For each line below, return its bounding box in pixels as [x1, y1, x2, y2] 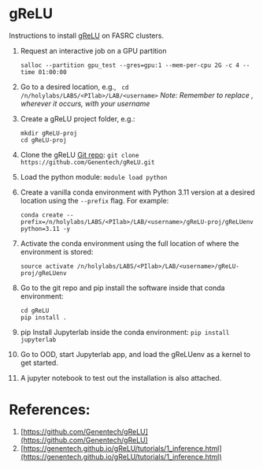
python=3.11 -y [20, 225, 71, 233]
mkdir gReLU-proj [20, 129, 78, 137]
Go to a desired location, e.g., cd [20, 82, 129, 91]
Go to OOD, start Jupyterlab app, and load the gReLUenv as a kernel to [20, 349, 251, 359]
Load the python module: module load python [20, 172, 168, 181]
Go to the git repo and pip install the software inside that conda [20, 283, 225, 292]
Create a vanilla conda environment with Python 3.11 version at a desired [20, 187, 255, 197]
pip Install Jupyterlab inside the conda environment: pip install [20, 327, 230, 337]
